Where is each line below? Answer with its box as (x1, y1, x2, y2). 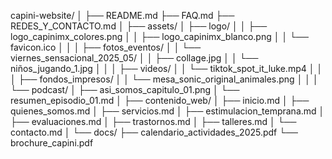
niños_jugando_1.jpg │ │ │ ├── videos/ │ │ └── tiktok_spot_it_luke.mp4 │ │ (10, 63, 323, 74)
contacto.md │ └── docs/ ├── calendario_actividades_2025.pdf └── (10, 126, 298, 138)
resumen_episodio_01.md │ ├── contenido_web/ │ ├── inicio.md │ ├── (10, 95, 310, 106)
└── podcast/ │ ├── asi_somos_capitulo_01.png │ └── (10, 84, 240, 95)
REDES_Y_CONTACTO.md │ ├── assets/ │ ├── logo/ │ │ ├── (10, 20, 268, 32)
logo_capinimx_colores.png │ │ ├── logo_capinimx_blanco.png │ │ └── (10, 31, 309, 42)
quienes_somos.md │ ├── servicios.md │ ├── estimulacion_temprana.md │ (10, 105, 325, 117)
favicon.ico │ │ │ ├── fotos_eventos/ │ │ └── (10, 41, 202, 53)
